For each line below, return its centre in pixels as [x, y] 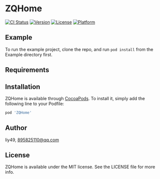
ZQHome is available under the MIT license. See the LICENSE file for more [80, 167]
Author [16, 128]
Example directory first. [29, 54]
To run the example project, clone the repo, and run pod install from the [79, 49]
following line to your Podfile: [35, 103]
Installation [23, 87]
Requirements [27, 70]
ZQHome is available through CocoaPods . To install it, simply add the [75, 98]
